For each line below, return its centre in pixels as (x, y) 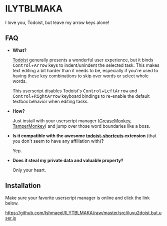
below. (12, 203)
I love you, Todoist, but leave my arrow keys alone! (57, 22)
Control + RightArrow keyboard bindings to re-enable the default (81, 96)
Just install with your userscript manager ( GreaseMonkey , (72, 121)
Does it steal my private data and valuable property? (68, 160)
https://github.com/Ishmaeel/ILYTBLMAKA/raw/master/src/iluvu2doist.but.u (83, 213)
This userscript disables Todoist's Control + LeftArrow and (75, 91)
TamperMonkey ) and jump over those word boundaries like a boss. (81, 126)
